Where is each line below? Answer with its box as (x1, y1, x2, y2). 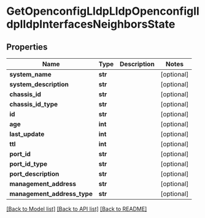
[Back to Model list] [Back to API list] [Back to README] (6, 205, 147, 212)
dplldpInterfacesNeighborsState (6, 17, 176, 31)
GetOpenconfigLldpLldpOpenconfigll (6, 4, 199, 18)
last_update (9, 130, 45, 138)
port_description (9, 170, 60, 178)
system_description (9, 80, 69, 88)
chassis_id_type (9, 100, 58, 108)
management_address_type (9, 190, 93, 198)
